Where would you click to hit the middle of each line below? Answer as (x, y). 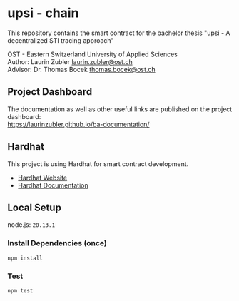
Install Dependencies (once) (57, 243)
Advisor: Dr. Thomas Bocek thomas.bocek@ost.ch (81, 69)
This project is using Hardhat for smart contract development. (98, 164)
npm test (20, 290)
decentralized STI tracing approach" (61, 40)
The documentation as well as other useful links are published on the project (120, 109)
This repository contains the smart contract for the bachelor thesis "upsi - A (119, 33)
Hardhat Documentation (53, 185)
